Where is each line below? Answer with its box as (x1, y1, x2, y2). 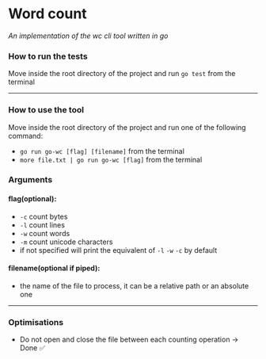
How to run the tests (8, 51, 89, 62)
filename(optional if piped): (8, 263, 101, 273)
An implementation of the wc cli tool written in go (8, 31, 169, 40)
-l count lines (19, 220, 66, 230)
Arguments (8, 174, 53, 185)
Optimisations (8, 316, 64, 327)
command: (8, 131, 44, 140)
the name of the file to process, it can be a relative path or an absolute (19, 281, 249, 290)
